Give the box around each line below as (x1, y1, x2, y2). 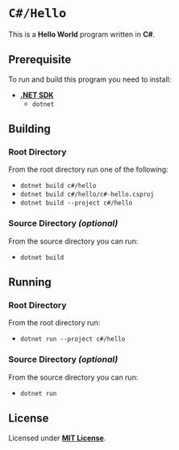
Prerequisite (8, 53, 72, 66)
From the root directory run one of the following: (8, 164, 169, 175)
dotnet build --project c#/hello (19, 199, 133, 207)
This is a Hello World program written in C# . (8, 29, 156, 39)
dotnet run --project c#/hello (19, 335, 126, 343)
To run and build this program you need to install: (8, 74, 172, 84)
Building (8, 122, 51, 136)
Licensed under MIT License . (8, 433, 106, 443)
